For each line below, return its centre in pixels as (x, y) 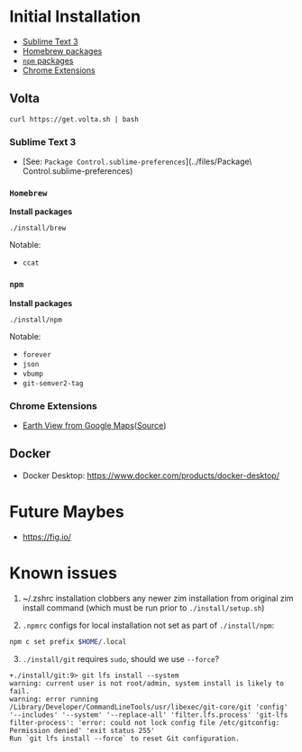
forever (37, 354)
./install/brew (38, 228)
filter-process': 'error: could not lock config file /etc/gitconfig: (145, 722)
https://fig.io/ (47, 537)
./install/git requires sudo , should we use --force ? (121, 658)
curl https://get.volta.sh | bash (74, 119)
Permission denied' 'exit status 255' (82, 730)
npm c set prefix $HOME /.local (68, 641)
